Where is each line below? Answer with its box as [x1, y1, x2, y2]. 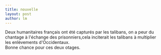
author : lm [5, 16, 27, 21]
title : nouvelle [5, 7, 38, 12]
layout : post [5, 12, 32, 16]
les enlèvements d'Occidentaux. [5, 40, 70, 45]
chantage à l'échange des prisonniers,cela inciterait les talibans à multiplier [5, 34, 157, 40]
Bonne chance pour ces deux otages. [5, 44, 80, 51]
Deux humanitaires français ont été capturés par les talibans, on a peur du [5, 29, 154, 35]
